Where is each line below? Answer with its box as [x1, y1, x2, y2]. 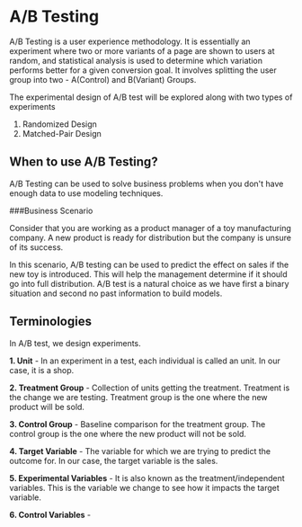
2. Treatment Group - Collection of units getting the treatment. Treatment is [9, 382, 290, 393]
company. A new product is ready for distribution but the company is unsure [9, 232, 292, 243]
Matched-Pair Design [22, 128, 102, 138]
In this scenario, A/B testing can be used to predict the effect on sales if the [9, 259, 289, 270]
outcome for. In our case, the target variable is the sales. [9, 455, 218, 466]
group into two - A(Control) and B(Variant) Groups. [9, 74, 197, 85]
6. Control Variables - [9, 509, 92, 520]
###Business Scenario [9, 205, 93, 216]
